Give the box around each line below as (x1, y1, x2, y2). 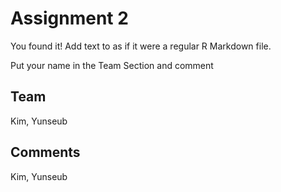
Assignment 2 (10, 7, 129, 30)
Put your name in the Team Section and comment (10, 59, 214, 71)
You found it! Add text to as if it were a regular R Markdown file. (10, 40, 272, 52)
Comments (10, 144, 81, 161)
